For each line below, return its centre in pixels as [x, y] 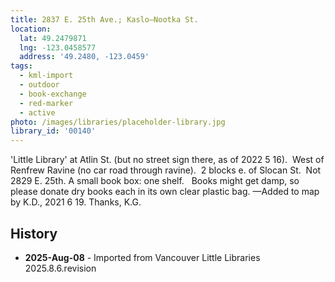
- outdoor [39, 85]
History [34, 233]
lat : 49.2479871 [53, 38]
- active [37, 112]
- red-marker [46, 103]
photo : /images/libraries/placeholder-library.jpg [118, 122]
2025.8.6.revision [60, 268]
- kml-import [46, 76]
